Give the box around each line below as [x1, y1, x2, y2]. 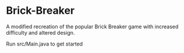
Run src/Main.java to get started [6, 40, 83, 47]
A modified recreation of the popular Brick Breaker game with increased [6, 23, 179, 30]
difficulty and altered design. [6, 29, 75, 36]
